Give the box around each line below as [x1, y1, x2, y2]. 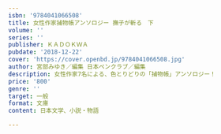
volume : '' [8, 26, 44, 34]
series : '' [8, 33, 44, 42]
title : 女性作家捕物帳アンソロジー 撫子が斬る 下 [8, 19, 154, 27]
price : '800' [8, 77, 51, 85]
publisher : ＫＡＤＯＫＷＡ [8, 41, 89, 49]
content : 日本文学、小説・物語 [8, 107, 99, 115]
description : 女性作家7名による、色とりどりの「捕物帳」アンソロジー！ [8, 70, 216, 78]
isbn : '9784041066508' [8, 11, 83, 20]
